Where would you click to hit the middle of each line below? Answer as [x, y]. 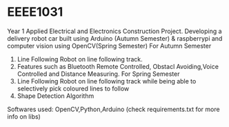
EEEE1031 [35, 12]
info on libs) [24, 116]
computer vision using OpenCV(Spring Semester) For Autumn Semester [109, 46]
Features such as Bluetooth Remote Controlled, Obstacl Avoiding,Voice [118, 66]
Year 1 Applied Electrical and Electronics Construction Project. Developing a [114, 31]
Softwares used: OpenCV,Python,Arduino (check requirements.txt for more [113, 109]
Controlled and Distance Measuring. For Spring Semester [98, 74]
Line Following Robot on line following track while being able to [107, 81]
